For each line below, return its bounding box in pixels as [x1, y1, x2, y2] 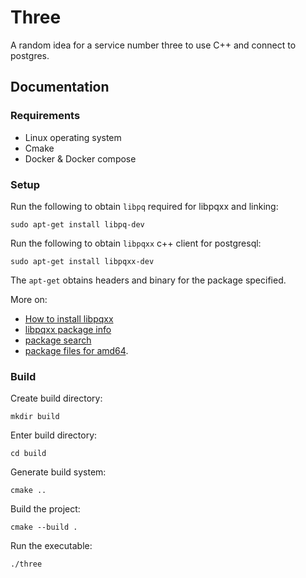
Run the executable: [10, 540, 93, 552]
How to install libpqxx [24, 312, 114, 325]
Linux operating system [24, 131, 122, 143]
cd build [10, 449, 47, 459]
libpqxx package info [24, 323, 112, 335]
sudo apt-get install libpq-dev [10, 219, 145, 230]
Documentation [10, 79, 110, 96]
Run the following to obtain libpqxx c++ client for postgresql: [10, 237, 262, 249]
